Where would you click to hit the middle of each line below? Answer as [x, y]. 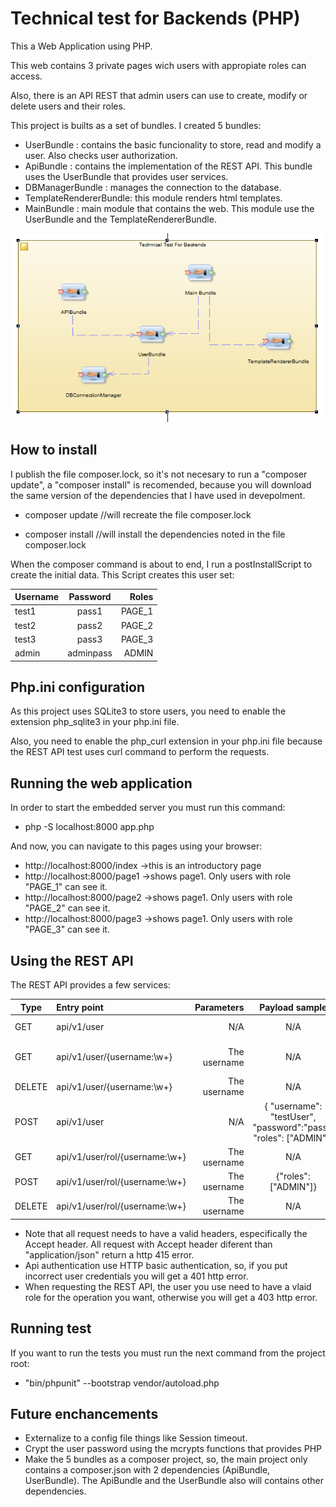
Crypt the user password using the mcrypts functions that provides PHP [173, 1449]
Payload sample [293, 1007]
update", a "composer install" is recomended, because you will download [161, 484]
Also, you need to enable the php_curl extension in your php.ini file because [166, 741]
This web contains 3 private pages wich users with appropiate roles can [158, 65]
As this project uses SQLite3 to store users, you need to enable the [148, 711]
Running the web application [101, 783]
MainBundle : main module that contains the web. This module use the [169, 208]
